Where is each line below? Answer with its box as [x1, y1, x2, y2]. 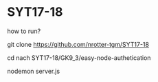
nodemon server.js [7, 67, 60, 75]
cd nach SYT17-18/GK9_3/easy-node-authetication [7, 53, 151, 62]
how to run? [7, 27, 41, 35]
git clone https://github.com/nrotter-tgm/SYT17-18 [7, 40, 150, 48]
